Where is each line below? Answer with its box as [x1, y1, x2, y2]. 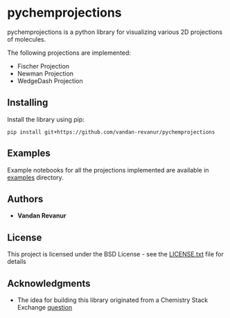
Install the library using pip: [7, 115, 85, 123]
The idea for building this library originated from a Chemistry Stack [17, 296, 209, 304]
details [7, 258, 26, 266]
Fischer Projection [17, 62, 70, 70]
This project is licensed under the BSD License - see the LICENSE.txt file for [7, 250, 224, 258]
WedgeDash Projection [17, 76, 83, 85]
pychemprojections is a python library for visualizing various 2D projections [7, 28, 223, 36]
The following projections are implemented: [7, 48, 132, 57]
